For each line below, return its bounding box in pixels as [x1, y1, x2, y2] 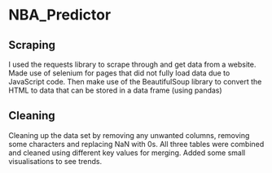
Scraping [8, 38, 55, 52]
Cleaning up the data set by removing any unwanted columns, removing [8, 130, 250, 140]
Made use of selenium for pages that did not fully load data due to [8, 68, 230, 78]
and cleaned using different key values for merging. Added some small [8, 148, 246, 158]
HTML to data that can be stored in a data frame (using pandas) [8, 85, 222, 95]
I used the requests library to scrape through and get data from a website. [8, 59, 257, 69]
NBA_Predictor [8, 6, 112, 24]
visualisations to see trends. [8, 156, 103, 166]
